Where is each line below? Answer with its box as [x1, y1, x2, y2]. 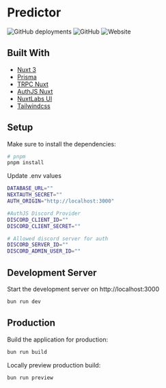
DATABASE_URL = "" [7, 185, 53, 192]
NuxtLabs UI [16, 94, 53, 103]
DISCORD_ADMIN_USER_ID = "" [7, 248, 81, 255]
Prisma [16, 73, 38, 81]
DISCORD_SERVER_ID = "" [7, 242, 69, 248]
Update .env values [7, 172, 61, 180]
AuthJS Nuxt [16, 87, 53, 95]
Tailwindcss [16, 101, 51, 110]
